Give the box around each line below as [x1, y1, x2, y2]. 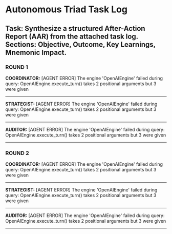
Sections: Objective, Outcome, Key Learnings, [5, 40, 156, 49]
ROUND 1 [5, 63, 28, 70]
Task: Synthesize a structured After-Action [5, 24, 145, 33]
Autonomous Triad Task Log [5, 4, 128, 15]
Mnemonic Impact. [5, 48, 67, 57]
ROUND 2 [5, 149, 29, 157]
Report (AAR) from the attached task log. [5, 32, 138, 41]
